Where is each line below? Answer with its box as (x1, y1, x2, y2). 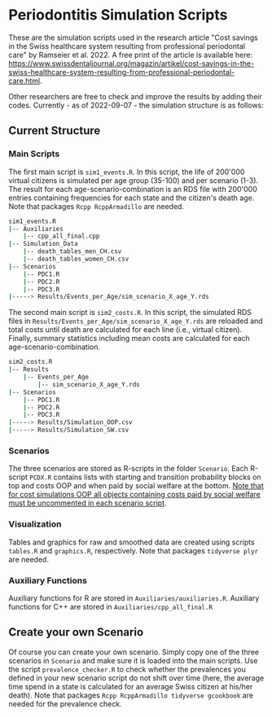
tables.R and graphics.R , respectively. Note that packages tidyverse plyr (8, 545, 259, 555)
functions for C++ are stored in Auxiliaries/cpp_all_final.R (8, 601, 213, 611)
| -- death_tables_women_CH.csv (23, 255, 129, 263)
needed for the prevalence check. (8, 698, 122, 709)
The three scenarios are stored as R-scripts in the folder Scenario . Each (8, 464, 248, 474)
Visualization (8, 518, 62, 530)
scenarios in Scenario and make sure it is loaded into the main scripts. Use (8, 655, 258, 665)
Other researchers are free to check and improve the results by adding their (8, 91, 262, 101)
